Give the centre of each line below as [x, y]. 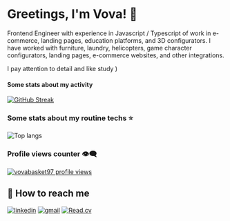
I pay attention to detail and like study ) [63, 68]
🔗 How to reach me [48, 194]
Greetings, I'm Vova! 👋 [73, 14]
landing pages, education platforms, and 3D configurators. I [126, 40]
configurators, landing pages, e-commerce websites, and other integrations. [116, 55]
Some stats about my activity [50, 84]
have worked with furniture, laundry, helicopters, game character [99, 48]
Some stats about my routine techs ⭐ [70, 118]
